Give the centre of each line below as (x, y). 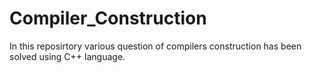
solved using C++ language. (67, 56)
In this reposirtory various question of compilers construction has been (155, 46)
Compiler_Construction (108, 18)
